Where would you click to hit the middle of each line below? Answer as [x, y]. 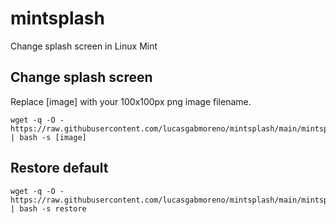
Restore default [59, 168]
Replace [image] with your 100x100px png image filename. [131, 101]
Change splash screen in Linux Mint [84, 46]
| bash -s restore [48, 208]
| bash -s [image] [48, 137]
